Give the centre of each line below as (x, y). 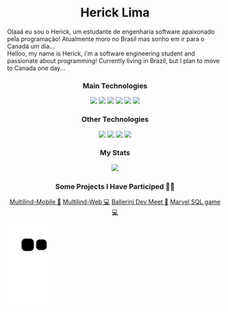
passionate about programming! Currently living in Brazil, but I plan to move (114, 60)
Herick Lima (115, 13)
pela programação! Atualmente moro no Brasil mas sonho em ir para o (106, 38)
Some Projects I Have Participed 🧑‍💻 (115, 187)
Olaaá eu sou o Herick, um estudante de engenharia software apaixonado (111, 32)
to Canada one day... (36, 68)
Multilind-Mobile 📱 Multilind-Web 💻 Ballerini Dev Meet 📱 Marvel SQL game (115, 202)
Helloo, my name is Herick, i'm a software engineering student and (101, 53)
